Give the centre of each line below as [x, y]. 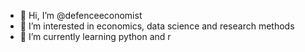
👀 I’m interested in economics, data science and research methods [157, 26]
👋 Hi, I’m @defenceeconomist [81, 15]
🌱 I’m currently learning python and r [95, 36]
